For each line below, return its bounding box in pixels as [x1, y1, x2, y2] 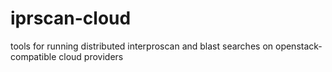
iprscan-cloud [10, 7, 132, 30]
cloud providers [58, 50, 124, 62]
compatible [10, 50, 57, 62]
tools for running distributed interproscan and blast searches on [10, 40, 274, 52]
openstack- [274, 40, 323, 52]
